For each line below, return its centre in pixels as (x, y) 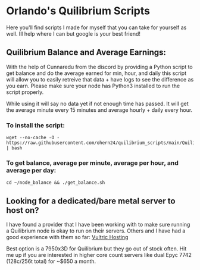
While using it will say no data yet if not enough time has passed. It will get (97, 103)
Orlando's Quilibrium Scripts (78, 11)
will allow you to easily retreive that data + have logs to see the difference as (100, 79)
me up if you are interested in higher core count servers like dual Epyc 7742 (99, 255)
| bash (14, 148)
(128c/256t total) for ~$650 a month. (51, 261)
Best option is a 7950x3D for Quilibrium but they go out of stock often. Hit (96, 249)
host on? (23, 210)
